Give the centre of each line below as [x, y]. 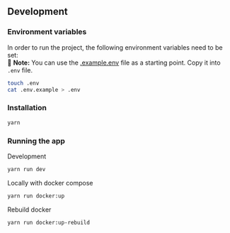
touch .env [23, 83]
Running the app [36, 141]
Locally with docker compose [50, 183]
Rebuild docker [29, 210]
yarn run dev [27, 169]
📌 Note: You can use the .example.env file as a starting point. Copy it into [114, 63]
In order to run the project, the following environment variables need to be [115, 47]
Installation [27, 108]
